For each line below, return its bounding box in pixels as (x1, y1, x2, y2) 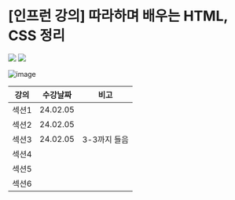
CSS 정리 (8, 27, 65, 45)
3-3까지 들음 (82, 134, 129, 145)
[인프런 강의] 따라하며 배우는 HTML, (8, 7, 228, 25)
